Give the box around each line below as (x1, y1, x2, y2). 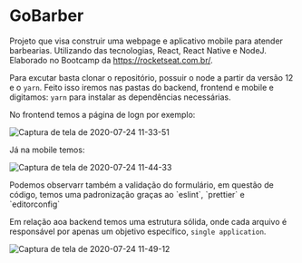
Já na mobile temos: (9, 144, 85, 155)
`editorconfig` (9, 199, 61, 209)
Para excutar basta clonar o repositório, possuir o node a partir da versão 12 (9, 72, 294, 83)
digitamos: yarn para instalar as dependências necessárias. (9, 92, 231, 102)
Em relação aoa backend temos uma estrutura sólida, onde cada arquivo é (9, 216, 287, 227)
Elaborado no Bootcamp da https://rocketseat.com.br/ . (9, 54, 213, 65)
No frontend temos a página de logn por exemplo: (9, 109, 196, 120)
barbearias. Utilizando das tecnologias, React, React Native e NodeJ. (9, 44, 268, 55)
